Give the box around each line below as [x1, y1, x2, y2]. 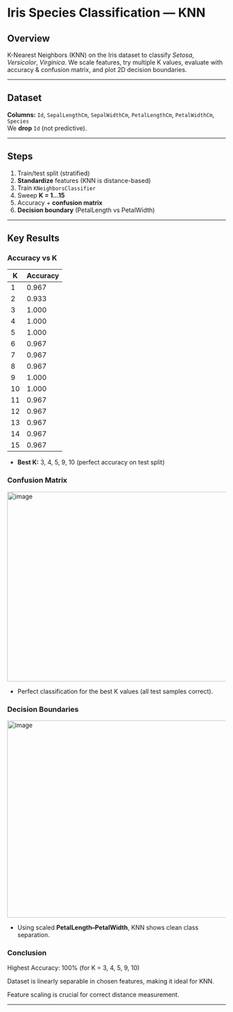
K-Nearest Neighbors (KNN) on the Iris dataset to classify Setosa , [7, 51, 194, 59]
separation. [17, 930, 50, 939]
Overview [7, 33, 51, 44]
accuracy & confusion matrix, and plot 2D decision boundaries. [7, 66, 187, 73]
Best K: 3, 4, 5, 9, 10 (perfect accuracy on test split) [17, 458, 165, 466]
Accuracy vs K [7, 253, 58, 263]
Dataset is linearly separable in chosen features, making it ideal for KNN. [7, 977, 215, 986]
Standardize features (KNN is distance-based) [17, 176, 151, 184]
